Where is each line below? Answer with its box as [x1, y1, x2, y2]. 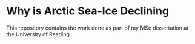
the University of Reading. [6, 30, 71, 37]
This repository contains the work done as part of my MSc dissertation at [6, 24, 189, 31]
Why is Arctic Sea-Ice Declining [6, 4, 170, 18]
